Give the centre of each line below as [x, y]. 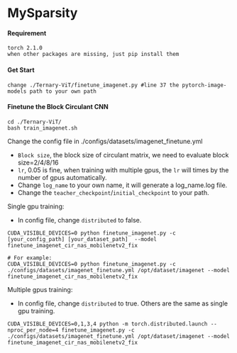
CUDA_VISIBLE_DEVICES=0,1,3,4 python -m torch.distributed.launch [108, 324]
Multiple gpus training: [40, 289]
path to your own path [63, 91]
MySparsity [43, 13]
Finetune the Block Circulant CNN [58, 107]
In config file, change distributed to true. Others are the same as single [123, 303]
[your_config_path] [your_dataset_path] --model [82, 239]
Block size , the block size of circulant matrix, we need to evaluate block [123, 155]
